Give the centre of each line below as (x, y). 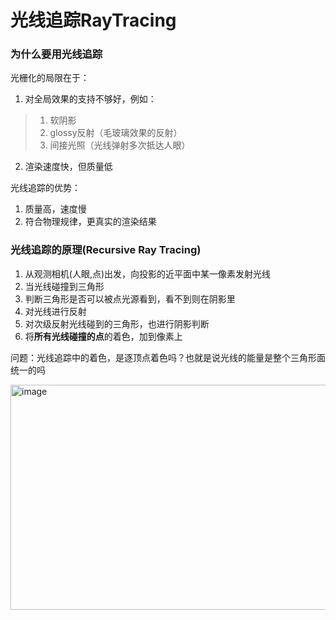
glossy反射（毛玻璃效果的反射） (116, 133)
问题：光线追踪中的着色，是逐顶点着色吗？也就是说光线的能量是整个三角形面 (168, 357)
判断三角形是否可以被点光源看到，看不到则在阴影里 (130, 298)
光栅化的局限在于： (50, 78)
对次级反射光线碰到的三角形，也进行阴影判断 (117, 323)
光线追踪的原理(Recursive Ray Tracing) (106, 250)
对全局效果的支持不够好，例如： (90, 99)
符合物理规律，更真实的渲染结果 (90, 222)
